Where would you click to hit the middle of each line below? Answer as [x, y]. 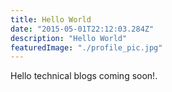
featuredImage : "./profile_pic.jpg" [86, 47]
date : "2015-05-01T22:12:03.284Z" [82, 29]
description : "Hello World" [69, 38]
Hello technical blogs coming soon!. [84, 76]
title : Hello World [51, 19]
